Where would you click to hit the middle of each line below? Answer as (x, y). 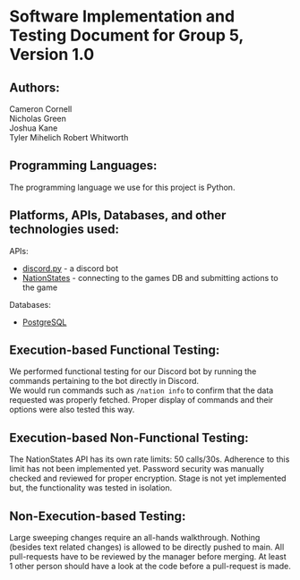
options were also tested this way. (72, 410)
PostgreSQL (44, 322)
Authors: (34, 87)
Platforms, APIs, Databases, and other (118, 215)
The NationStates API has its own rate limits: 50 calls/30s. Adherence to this (150, 459)
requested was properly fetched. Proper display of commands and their (141, 400)
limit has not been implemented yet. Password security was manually (137, 469)
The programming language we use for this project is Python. (122, 187)
